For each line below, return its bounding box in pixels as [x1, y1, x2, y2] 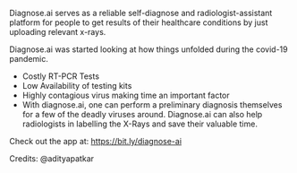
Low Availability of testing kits [21, 81, 132, 91]
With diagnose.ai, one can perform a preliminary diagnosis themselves [21, 99, 283, 110]
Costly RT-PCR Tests [21, 71, 100, 82]
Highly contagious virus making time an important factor [21, 90, 230, 100]
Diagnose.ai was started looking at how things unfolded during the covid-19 [9, 44, 288, 55]
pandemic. [9, 54, 49, 64]
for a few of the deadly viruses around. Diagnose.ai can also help [21, 109, 263, 119]
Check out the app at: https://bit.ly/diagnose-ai [9, 136, 182, 146]
